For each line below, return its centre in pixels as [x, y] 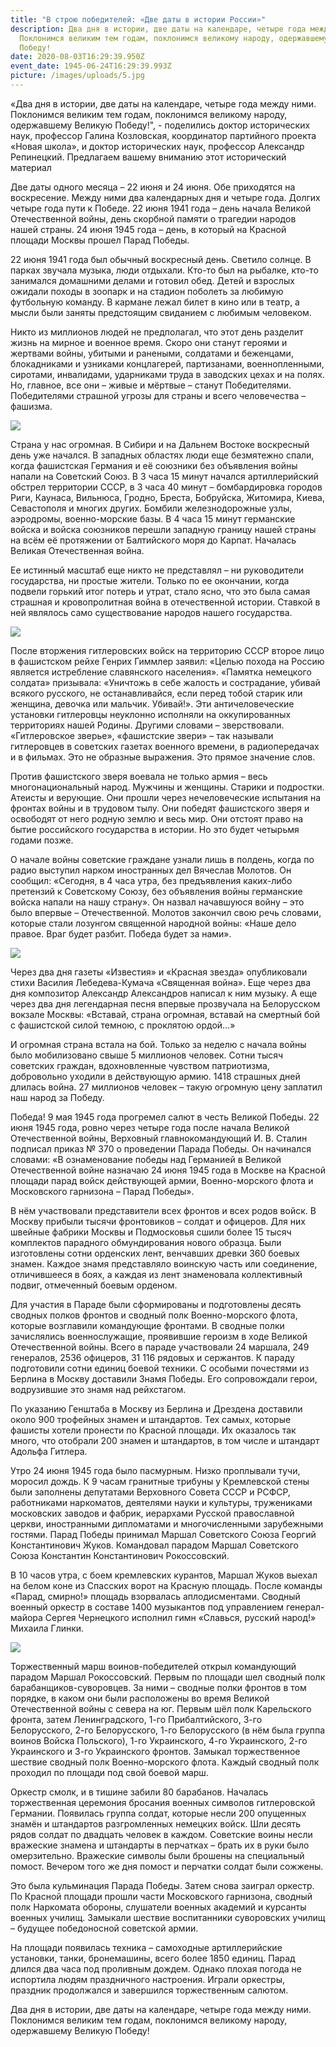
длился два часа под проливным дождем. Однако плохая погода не [156, 1968]
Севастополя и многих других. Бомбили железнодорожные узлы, [151, 508]
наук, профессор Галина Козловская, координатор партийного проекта [163, 135]
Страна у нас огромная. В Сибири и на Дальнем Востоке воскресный [160, 444]
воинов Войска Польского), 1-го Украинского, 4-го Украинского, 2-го [159, 1740]
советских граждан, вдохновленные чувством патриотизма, [140, 1065]
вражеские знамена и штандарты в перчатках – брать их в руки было [160, 1845]
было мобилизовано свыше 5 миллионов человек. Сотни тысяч [147, 1055]
